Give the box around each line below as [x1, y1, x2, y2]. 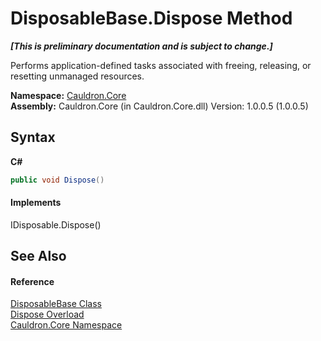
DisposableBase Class [10, 298, 102, 310]
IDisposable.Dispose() [10, 218, 102, 231]
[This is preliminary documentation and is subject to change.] [10, 40, 273, 52]
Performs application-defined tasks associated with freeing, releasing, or [10, 59, 312, 71]
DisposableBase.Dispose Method [10, 7, 293, 30]
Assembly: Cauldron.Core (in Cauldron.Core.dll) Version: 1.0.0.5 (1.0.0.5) [10, 100, 309, 112]
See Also [10, 248, 67, 265]
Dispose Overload [10, 308, 85, 321]
